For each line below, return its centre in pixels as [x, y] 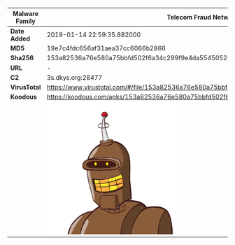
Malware [26, 13]
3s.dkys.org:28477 [74, 77]
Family [26, 21]
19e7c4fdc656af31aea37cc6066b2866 [106, 48]
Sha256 [22, 58]
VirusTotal [26, 87]
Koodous [23, 97]
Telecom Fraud [189, 17]
